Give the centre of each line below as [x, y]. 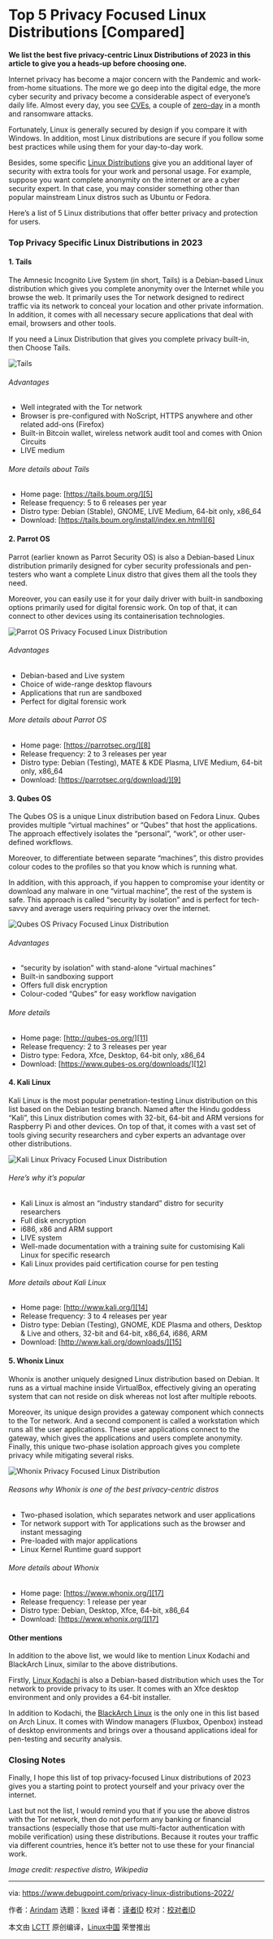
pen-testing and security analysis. [65, 1739]
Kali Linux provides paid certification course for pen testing [119, 1264]
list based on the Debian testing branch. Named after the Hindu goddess [130, 1109]
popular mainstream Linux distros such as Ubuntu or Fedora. [110, 197]
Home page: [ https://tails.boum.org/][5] [86, 495]
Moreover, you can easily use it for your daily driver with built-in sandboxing [136, 599]
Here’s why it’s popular [47, 1178]
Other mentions [35, 1637]
